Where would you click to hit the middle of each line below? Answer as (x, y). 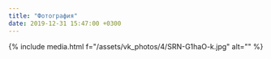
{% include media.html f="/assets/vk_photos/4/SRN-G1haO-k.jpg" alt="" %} (136, 46)
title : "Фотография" (43, 16)
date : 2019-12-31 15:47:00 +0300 (65, 23)
